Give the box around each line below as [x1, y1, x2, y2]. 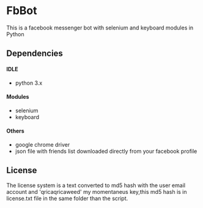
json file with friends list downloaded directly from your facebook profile [15, 147, 197, 155]
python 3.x [15, 79, 43, 87]
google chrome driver [15, 141, 70, 148]
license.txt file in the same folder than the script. [6, 195, 128, 202]
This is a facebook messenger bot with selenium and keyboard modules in [6, 24, 194, 31]
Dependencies [6, 48, 63, 59]
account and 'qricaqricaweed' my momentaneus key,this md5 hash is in [6, 188, 188, 195]
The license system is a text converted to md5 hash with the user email [6, 182, 185, 189]
